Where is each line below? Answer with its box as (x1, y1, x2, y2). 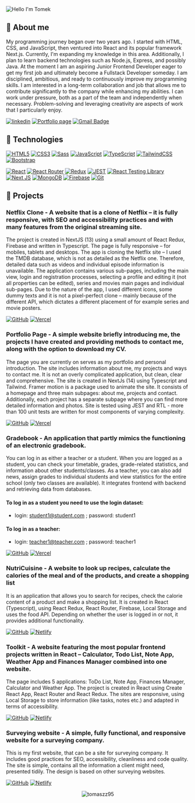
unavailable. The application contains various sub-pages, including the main (6, 267, 189, 274)
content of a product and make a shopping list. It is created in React (6, 598, 169, 605)
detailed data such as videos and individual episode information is (6, 261, 165, 268)
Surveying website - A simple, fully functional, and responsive (6, 729, 186, 737)
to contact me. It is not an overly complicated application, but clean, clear (6, 371, 182, 378)
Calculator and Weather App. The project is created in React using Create (6, 684, 182, 691)
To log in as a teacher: (6, 525, 61, 532)
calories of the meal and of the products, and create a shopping (6, 572, 189, 580)
